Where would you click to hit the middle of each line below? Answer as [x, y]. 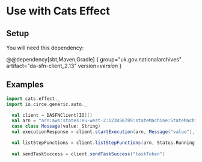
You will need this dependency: [45, 48]
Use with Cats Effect [58, 11]
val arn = [24, 121]
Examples [25, 85]
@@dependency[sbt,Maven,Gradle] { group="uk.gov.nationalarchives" [94, 59]
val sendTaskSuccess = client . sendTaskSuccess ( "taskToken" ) [88, 154]
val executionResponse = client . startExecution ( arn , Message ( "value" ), [103, 132]
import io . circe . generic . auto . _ [47, 104]
